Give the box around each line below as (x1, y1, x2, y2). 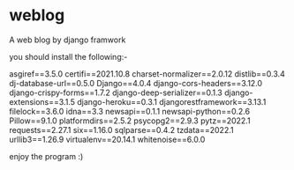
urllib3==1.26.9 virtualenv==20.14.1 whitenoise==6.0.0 (9, 134, 206, 144)
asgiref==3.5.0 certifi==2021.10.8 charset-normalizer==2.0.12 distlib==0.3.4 (9, 68, 285, 79)
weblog (9, 5, 65, 26)
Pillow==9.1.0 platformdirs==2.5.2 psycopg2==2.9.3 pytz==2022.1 (9, 115, 251, 126)
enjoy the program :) (9, 151, 84, 161)
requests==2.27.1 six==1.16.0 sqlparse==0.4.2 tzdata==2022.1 (9, 124, 234, 135)
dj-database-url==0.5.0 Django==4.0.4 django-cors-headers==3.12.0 (9, 78, 263, 88)
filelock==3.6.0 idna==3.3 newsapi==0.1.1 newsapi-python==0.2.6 (9, 106, 250, 116)
